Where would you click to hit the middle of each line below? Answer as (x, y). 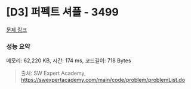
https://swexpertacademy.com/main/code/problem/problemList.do (103, 80)
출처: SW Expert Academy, (53, 73)
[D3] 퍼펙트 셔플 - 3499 (63, 12)
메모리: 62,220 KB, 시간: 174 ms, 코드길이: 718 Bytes (69, 61)
